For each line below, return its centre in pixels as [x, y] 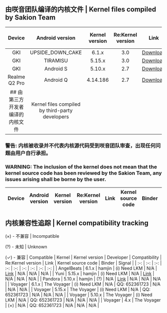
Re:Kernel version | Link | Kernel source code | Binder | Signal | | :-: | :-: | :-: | [83, 263]
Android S [56, 68]
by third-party [56, 110]
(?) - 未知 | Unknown [26, 247]
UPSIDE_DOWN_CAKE [56, 52]
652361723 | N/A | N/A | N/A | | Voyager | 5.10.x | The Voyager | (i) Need [79, 295]
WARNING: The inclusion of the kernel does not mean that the [81, 166]
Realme [16, 77]
